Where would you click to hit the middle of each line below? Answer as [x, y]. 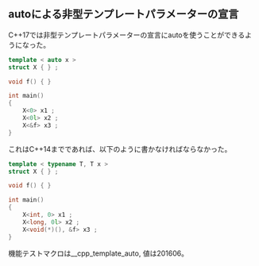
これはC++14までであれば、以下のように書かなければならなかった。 [120, 148]
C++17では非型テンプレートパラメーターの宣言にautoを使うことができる [127, 35]
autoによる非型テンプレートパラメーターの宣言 [124, 14]
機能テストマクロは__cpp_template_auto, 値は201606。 [99, 253]
